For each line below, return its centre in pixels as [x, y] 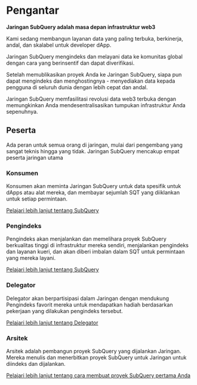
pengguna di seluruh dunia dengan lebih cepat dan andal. [77, 87]
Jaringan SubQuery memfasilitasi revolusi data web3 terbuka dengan [91, 99]
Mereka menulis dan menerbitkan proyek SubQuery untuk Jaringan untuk [96, 357]
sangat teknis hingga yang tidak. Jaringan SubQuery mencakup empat [93, 151]
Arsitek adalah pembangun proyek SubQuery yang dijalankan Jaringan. [94, 351]
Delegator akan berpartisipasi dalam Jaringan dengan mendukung [87, 298]
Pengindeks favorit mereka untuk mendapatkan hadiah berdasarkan [90, 304]
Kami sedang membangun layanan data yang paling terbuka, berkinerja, [95, 38]
